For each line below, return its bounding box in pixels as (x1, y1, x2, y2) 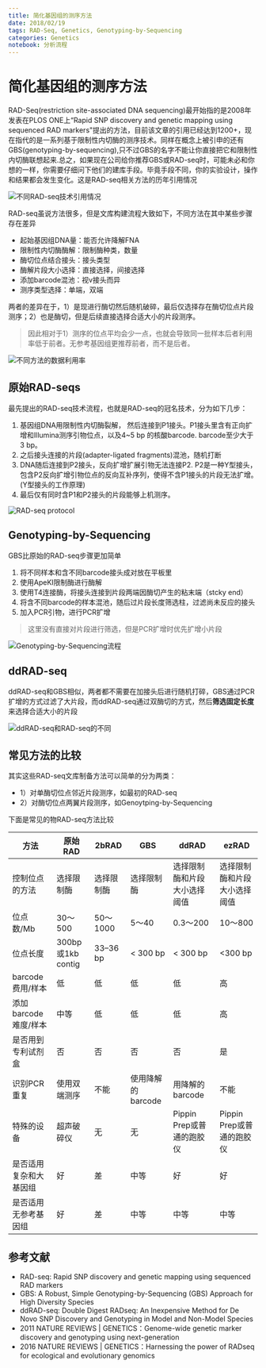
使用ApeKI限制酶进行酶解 (19, 577, 103, 587)
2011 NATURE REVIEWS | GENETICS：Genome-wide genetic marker (19, 1324, 242, 1333)
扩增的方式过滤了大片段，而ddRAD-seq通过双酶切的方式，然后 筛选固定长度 (8, 696, 255, 706)
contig (56, 959, 81, 970)
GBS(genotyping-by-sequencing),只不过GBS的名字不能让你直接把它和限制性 (8, 145, 258, 155)
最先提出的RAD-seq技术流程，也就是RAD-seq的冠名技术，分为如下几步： (8, 403, 248, 413)
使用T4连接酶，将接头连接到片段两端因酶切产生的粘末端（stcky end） (19, 587, 248, 597)
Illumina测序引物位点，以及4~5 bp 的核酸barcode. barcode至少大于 (33, 430, 254, 440)
